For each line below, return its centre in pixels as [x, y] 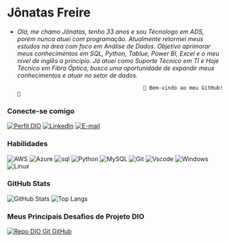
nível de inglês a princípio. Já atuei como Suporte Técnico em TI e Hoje [118, 60]
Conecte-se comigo [41, 111]
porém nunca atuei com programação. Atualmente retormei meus [110, 38]
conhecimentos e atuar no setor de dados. [77, 75]
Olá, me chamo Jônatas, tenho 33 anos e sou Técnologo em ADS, [110, 32]
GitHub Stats [29, 184]
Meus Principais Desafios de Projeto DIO [76, 216]
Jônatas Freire [49, 13]
